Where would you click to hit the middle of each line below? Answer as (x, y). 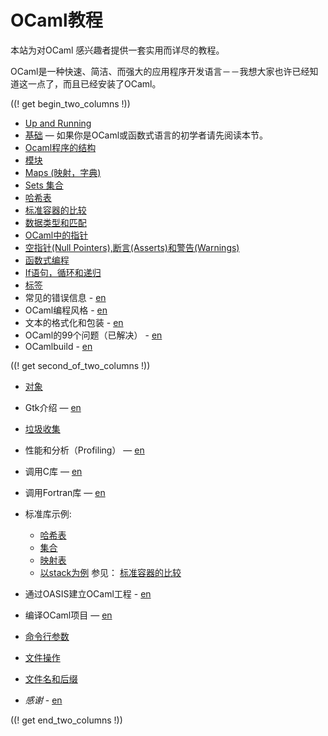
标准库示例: (48, 513)
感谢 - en (43, 700)
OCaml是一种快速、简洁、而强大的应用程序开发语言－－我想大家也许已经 (160, 71)
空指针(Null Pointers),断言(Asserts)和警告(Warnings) (132, 247)
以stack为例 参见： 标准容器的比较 (110, 572)
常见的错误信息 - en (65, 297)
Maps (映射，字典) (63, 172)
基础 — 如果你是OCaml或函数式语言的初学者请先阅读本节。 (146, 135)
